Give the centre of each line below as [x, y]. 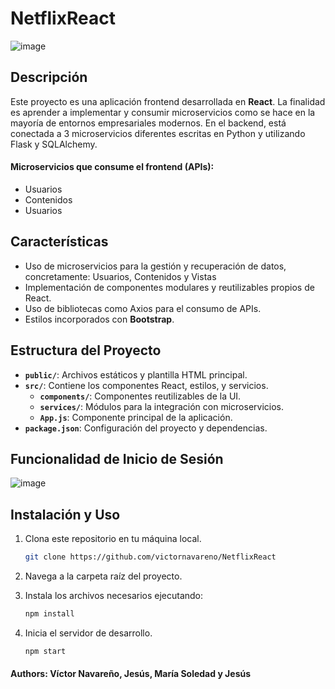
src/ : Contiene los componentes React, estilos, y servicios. [146, 385]
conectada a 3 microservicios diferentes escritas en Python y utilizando [158, 133]
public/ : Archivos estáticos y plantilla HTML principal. [136, 374]
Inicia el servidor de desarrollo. [88, 633]
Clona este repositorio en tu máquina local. [113, 539]
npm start [45, 651]
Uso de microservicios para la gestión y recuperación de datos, [155, 266]
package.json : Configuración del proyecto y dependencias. [146, 428]
